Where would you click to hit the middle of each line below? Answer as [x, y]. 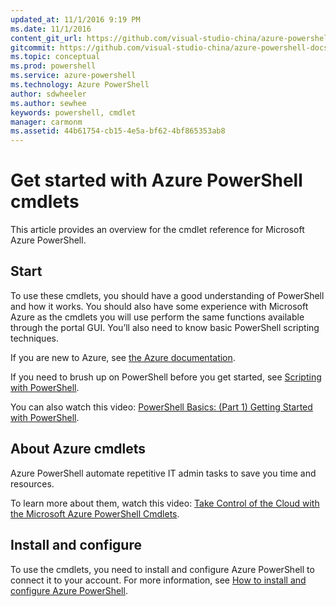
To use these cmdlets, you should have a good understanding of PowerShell [167, 295]
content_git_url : [46, 38]
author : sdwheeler [48, 94]
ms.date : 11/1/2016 [51, 29]
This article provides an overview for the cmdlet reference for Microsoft [157, 230]
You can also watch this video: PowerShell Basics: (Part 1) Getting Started [161, 407]
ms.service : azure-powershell [73, 76]
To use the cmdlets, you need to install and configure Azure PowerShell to [162, 569]
